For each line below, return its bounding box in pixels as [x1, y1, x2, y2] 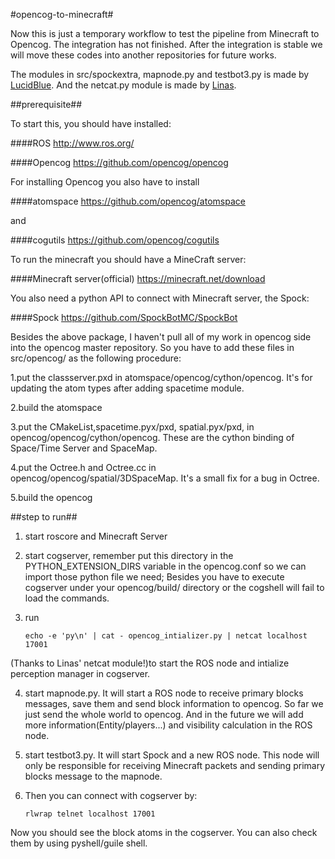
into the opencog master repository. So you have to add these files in [10, 342, 295, 353]
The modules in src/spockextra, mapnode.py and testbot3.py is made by [10, 69, 310, 80]
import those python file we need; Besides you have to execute [24, 571, 285, 583]
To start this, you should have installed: [10, 118, 172, 129]
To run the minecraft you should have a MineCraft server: [10, 254, 247, 265]
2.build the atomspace [10, 402, 103, 413]
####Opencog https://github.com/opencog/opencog [10, 157, 229, 168]
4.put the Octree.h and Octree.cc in [10, 462, 157, 473]
